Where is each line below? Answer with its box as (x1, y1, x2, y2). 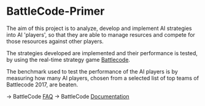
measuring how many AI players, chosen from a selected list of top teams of (6, 74, 199, 81)
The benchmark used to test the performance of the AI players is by (6, 67, 178, 75)
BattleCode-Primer (6, 4, 105, 18)
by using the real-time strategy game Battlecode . (6, 56, 131, 63)
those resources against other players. (6, 37, 104, 45)
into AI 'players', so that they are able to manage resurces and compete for (6, 31, 195, 38)
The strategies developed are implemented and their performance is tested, (6, 49, 198, 56)
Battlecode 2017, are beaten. (6, 81, 79, 88)
